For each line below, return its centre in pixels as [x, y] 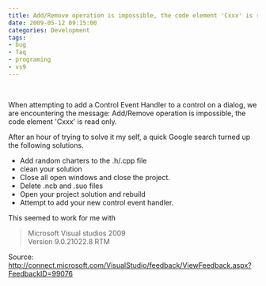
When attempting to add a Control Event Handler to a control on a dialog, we [133, 104]
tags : [17, 38]
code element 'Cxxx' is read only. [63, 121]
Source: [21, 257]
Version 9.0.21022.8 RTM [69, 241]
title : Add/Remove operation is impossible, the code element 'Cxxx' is [131, 15]
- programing [30, 60]
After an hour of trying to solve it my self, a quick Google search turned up [129, 137]
